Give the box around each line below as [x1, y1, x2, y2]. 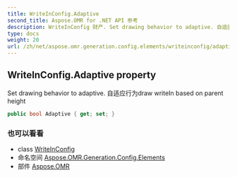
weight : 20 [7, 37, 39, 44]
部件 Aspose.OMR [17, 161, 71, 170]
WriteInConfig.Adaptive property [7, 69, 157, 81]
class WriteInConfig [17, 145, 75, 153]
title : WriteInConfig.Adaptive [7, 10, 99, 18]
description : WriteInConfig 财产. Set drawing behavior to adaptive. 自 [7, 23, 222, 30]
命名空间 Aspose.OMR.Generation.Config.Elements [17, 153, 166, 161]
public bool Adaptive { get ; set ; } [7, 110, 115, 117]
